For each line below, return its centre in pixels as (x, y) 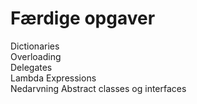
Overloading (36, 56)
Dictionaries (35, 46)
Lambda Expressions (53, 78)
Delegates (31, 67)
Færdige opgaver (83, 18)
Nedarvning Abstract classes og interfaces (98, 88)
